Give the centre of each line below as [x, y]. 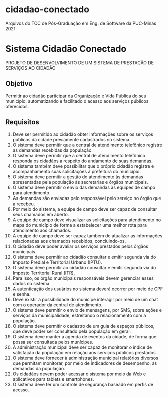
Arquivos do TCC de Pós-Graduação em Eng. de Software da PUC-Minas [81, 23]
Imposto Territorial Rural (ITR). [44, 273]
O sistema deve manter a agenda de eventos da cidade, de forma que [85, 336]
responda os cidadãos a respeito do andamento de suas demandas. [83, 161]
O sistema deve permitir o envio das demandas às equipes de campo [84, 187]
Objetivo [19, 84]
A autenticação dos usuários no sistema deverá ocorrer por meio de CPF [88, 289]
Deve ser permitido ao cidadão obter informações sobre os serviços [83, 134]
